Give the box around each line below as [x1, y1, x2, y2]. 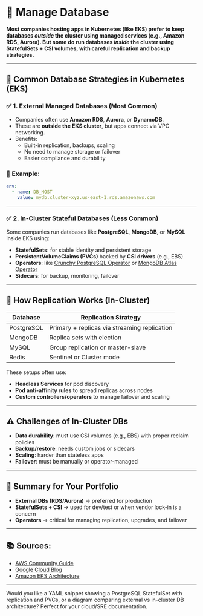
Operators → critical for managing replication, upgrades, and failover [14, 517, 187, 524]
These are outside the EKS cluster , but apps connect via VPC [14, 122, 170, 129]
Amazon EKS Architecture [14, 572, 80, 580]
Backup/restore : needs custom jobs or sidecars [14, 445, 135, 453]
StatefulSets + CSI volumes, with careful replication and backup [6, 45, 170, 52]
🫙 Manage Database [6, 5, 109, 19]
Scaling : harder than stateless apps [14, 451, 104, 459]
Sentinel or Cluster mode [49, 353, 120, 361]
